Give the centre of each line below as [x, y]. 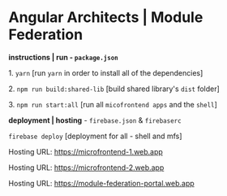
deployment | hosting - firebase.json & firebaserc [95, 120]
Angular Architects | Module [106, 17]
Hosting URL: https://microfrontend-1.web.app [86, 151]
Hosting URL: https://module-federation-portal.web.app [101, 183]
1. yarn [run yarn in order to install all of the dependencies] [106, 72]
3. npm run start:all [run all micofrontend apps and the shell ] [113, 104]
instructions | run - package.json [64, 57]
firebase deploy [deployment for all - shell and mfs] [95, 136]
